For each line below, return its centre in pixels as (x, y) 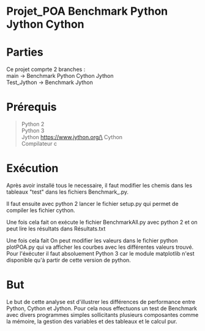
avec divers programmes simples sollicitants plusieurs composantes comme (102, 314)
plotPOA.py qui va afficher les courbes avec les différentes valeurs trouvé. (100, 247)
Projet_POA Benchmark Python (87, 11)
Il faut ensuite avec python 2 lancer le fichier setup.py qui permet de (92, 204)
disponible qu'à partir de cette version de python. (69, 260)
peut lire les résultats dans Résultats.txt (56, 229)
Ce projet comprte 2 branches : (46, 69)
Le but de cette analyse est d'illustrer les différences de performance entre (101, 302)
